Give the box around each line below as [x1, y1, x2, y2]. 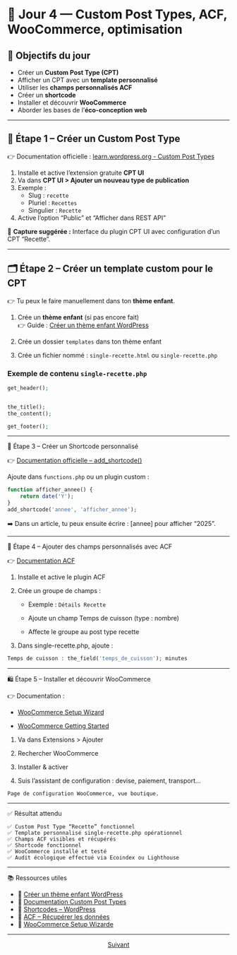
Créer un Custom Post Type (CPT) [17, 69, 119, 76]
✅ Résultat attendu [7, 809, 62, 817]
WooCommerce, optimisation [7, 21, 183, 37]
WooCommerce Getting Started [17, 721, 109, 730]
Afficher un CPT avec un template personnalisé [17, 76, 158, 84]
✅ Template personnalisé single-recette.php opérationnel [7, 829, 183, 836]
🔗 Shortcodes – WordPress [17, 905, 96, 913]
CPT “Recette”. [7, 235, 51, 243]
